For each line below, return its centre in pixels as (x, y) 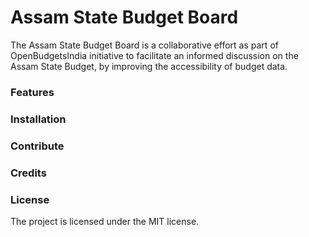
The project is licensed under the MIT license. (105, 221)
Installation (38, 119)
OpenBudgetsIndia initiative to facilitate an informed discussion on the (154, 55)
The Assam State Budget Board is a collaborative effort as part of (144, 45)
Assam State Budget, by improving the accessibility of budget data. (149, 66)
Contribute (37, 146)
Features (32, 92)
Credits (28, 173)
